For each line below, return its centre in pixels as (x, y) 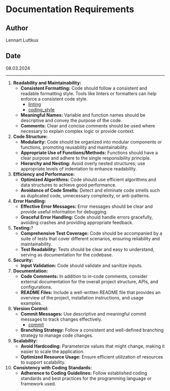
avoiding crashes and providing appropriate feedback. (77, 222)
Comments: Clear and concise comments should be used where (88, 125)
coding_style (41, 109)
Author (17, 28)
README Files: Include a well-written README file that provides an (91, 292)
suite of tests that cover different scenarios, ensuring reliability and (90, 238)
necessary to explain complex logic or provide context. (78, 131)
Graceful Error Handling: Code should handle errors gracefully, (87, 217)
